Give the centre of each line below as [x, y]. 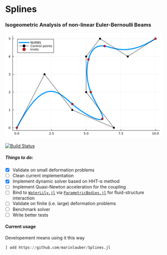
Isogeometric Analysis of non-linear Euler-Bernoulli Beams [78, 25]
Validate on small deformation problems [53, 170]
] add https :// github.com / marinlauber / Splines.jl [58, 247]
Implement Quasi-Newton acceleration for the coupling [69, 187]
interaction [23, 198]
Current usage [20, 226]
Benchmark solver [31, 209]
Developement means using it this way [45, 237]
